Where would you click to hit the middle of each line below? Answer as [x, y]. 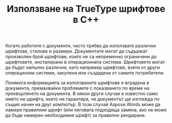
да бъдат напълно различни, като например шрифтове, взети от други [83, 67]
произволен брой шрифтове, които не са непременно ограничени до [81, 57]
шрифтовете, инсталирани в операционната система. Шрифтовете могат [85, 62]
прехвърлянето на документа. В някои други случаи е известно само [82, 94]
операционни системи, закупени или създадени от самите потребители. [85, 73]
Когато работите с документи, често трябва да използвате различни [81, 46]
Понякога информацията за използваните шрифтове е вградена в [77, 83]
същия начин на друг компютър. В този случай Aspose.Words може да [83, 105]
